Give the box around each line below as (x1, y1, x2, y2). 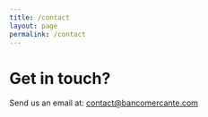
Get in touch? (9, 68, 111, 88)
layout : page (9, 21, 58, 30)
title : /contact (9, 13, 70, 22)
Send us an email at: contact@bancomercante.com (9, 97, 199, 108)
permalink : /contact (9, 29, 87, 38)
